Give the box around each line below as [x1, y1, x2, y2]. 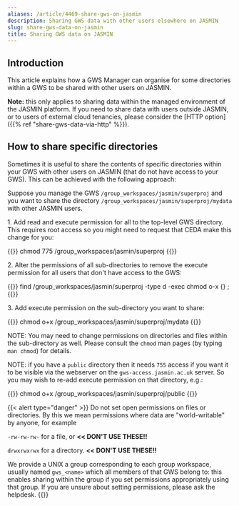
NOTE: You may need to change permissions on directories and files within [7, 331, 228, 339]
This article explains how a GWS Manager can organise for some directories [7, 76, 231, 84]
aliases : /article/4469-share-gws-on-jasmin [7, 10, 142, 18]
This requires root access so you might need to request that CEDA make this [7, 225, 232, 234]
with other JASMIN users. [7, 204, 83, 212]
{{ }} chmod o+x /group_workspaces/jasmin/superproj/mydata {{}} [7, 317, 202, 326]
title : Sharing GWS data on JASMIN [7, 30, 113, 38]
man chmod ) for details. [7, 346, 72, 354]
